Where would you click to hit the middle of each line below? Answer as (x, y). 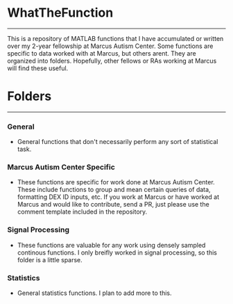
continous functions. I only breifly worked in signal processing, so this (117, 253)
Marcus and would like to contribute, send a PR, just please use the (113, 205)
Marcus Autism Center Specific (61, 167)
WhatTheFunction (60, 13)
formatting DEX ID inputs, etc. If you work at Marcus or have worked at (118, 197)
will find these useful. (38, 68)
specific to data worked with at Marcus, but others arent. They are (102, 53)
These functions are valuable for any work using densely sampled (111, 245)
